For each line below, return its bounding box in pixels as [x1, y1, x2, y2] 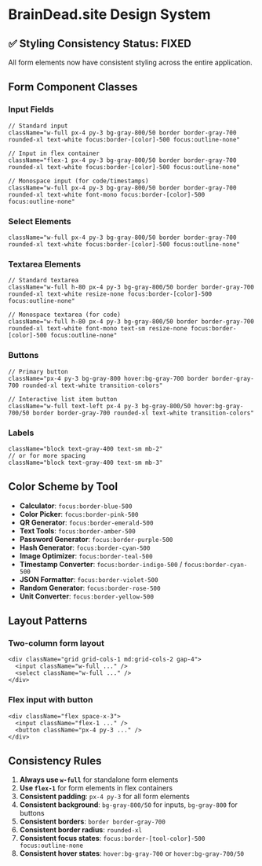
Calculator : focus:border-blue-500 [19, 501, 133, 510]
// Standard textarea [8, 277, 79, 285]
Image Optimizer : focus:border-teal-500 [19, 551, 153, 560]
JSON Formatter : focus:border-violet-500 [19, 574, 158, 584]
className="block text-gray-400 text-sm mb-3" [8, 459, 163, 466]
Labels [8, 427, 35, 438]
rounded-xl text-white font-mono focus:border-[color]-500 [8, 190, 206, 198]
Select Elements [8, 216, 72, 227]
